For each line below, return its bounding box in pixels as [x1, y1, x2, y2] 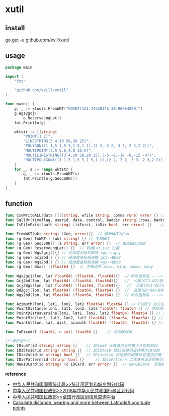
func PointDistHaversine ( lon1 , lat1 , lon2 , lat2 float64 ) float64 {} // [5, 311, 161, 316]
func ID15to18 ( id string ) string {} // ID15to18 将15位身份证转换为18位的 [5, 348, 160, 353]
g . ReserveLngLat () [23, 115, 62, 120]
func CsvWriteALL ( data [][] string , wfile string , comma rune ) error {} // [5, 213, 165, 218]
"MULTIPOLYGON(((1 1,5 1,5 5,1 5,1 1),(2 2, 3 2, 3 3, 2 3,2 [23, 157, 154, 162]
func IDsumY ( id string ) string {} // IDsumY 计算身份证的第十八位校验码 [5, 343, 157, 348]
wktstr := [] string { [14, 129, 57, 134]
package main [5, 64, 33, 70]
